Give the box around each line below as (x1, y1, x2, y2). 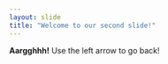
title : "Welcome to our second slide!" (9, 21, 157, 30)
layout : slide (9, 12, 62, 22)
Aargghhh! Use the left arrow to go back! (9, 45, 160, 55)
